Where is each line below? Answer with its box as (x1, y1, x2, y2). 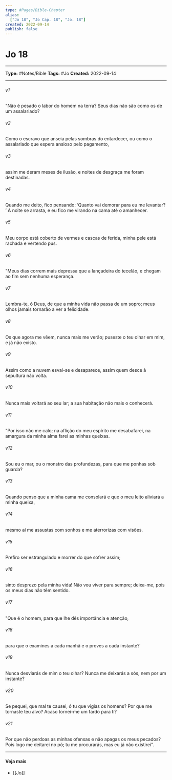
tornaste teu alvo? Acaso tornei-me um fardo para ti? (5, 709, 117, 715)
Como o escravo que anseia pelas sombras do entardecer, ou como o (5, 136, 153, 142)
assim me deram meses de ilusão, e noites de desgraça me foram (5, 168, 144, 175)
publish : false (5, 27, 38, 32)
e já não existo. (5, 339, 37, 346)
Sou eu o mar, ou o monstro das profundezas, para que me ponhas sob (5, 460, 156, 467)
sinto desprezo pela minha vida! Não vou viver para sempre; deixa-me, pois (5, 582, 165, 588)
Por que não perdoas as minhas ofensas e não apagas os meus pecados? (5, 736, 161, 743)
